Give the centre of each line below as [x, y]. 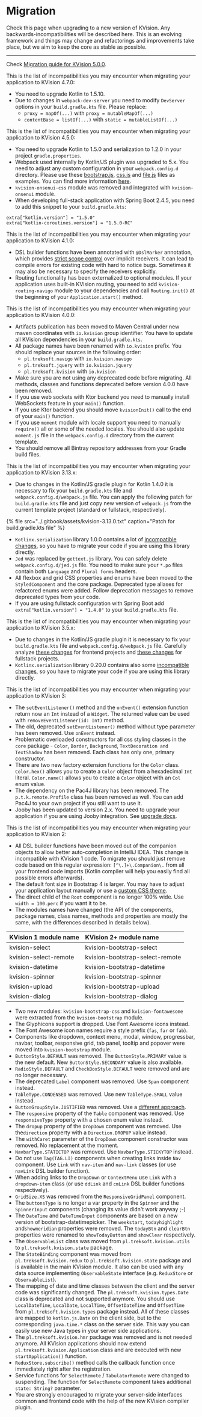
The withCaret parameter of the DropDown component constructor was [101, 1139]
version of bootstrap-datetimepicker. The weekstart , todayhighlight [99, 1222]
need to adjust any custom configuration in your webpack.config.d [96, 168]
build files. [28, 454]
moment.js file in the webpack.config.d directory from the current [94, 435]
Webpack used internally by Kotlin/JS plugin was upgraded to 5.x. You [102, 162]
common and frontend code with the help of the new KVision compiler [102, 1401]
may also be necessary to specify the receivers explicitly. [86, 271]
